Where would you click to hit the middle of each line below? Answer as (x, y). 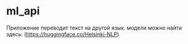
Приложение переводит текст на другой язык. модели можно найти (94, 28)
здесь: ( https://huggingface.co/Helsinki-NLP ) (63, 34)
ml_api (23, 11)
